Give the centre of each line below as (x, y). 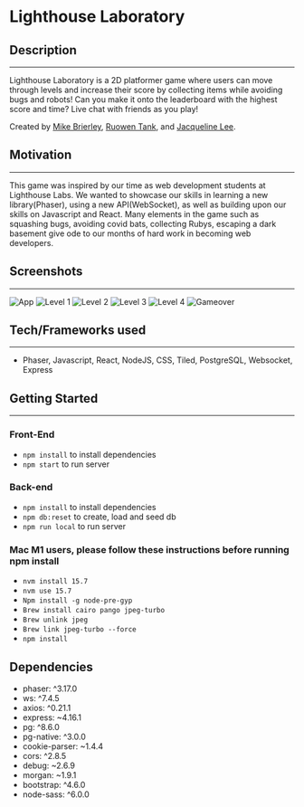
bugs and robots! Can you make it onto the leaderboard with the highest (143, 100)
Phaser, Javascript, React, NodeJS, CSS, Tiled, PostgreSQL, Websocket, (157, 360)
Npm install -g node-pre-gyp (77, 601)
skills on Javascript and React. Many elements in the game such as (134, 214)
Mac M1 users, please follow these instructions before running (149, 549)
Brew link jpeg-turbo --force (80, 630)
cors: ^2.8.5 (44, 755)
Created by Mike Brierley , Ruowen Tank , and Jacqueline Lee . (123, 127)
